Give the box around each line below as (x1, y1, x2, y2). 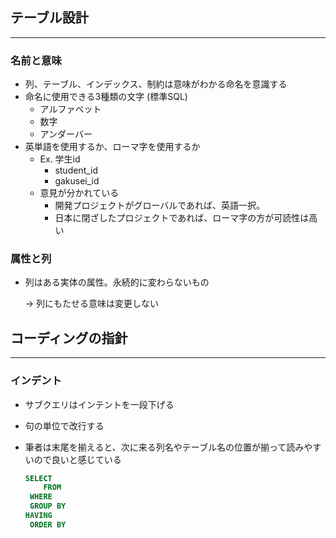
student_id (54, 164, 99, 177)
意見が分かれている (39, 187, 120, 199)
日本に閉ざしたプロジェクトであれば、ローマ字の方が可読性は (54, 212, 310, 224)
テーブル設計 (10, 9, 89, 27)
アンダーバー (39, 128, 93, 140)
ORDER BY (29, 519, 67, 530)
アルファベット (39, 103, 102, 115)
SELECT (24, 473, 53, 483)
